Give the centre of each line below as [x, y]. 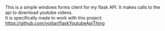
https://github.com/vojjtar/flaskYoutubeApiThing [55, 23]
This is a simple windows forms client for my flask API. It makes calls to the [83, 7]
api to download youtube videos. [39, 12]
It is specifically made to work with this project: [54, 18]
